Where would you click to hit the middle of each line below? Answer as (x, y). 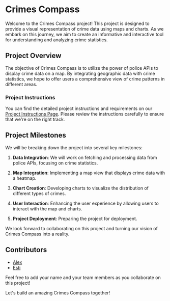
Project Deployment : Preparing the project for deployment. (75, 218)
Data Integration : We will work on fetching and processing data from (85, 157)
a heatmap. (24, 178)
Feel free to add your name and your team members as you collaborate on (83, 277)
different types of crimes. (39, 193)
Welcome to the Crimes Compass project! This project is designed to (77, 23)
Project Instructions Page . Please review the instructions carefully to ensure (85, 114)
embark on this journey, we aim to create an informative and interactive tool (84, 34)
